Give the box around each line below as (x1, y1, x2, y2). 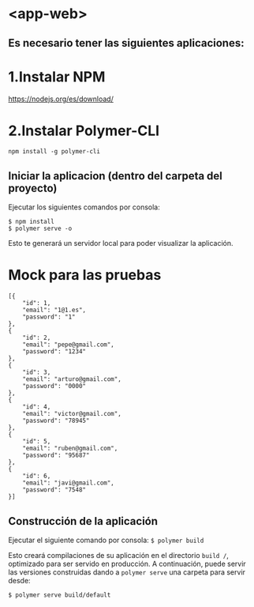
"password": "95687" (22, 451, 90, 459)
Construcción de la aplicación (8, 515, 159, 528)
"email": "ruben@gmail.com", (22, 444, 118, 453)
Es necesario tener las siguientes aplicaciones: (8, 36, 245, 50)
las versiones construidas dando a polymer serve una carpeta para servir (8, 567, 246, 577)
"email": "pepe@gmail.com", (22, 341, 114, 349)
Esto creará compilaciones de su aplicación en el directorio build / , (8, 551, 229, 560)
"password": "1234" (22, 348, 87, 356)
